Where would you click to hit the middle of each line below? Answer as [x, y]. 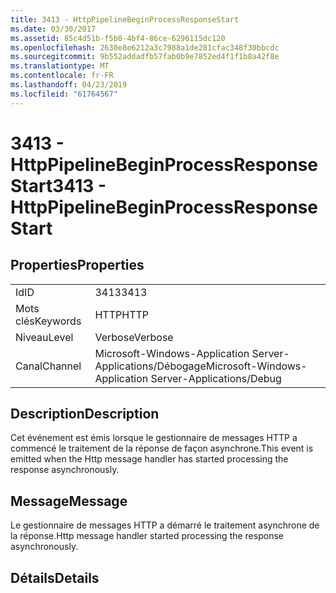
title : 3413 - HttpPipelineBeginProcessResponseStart [125, 19]
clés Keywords [48, 321]
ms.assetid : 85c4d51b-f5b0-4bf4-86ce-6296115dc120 [118, 38]
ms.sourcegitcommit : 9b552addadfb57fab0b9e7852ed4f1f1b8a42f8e [145, 57]
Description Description [85, 414]
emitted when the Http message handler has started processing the [149, 459]
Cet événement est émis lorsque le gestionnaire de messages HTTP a [154, 438]
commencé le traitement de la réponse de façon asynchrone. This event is [162, 448]
